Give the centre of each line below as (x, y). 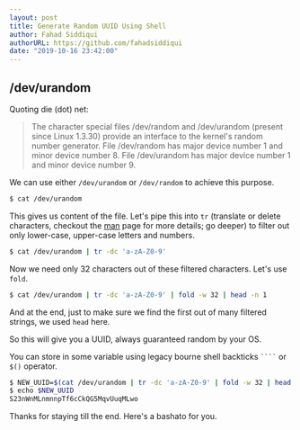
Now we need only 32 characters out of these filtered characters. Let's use (148, 269)
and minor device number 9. (84, 165)
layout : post (34, 18)
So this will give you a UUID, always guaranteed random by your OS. (136, 339)
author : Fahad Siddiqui (54, 34)
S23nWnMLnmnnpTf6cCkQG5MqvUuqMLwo (74, 399)
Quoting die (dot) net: (49, 109)
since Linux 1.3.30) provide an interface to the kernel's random (147, 136)
